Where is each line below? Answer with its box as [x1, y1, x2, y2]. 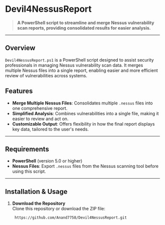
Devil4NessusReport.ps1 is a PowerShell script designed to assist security [5, 57, 154, 63]
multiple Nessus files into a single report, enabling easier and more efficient [5, 67, 158, 73]
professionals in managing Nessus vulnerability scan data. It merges [5, 62, 143, 68]
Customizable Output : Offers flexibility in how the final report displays [12, 121, 155, 127]
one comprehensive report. [12, 105, 68, 111]
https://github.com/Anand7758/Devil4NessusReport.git [14, 215, 127, 220]
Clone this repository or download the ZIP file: [12, 206, 106, 212]
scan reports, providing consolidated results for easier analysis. [17, 25, 151, 31]
